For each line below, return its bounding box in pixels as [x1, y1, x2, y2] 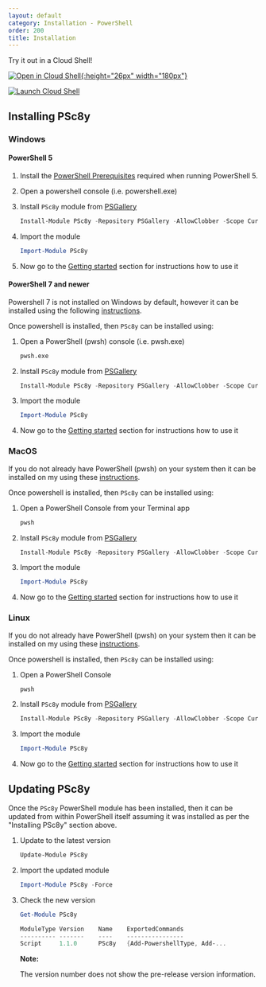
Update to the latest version [19, 836, 111, 845]
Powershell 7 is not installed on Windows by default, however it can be [8, 297, 239, 306]
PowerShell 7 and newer [8, 279, 90, 289]
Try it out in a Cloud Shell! [8, 56, 93, 65]
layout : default [8, 11, 62, 20]
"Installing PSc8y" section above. [8, 821, 118, 829]
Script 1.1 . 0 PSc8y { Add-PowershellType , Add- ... [19, 940, 227, 948]
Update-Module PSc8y [19, 851, 88, 859]
